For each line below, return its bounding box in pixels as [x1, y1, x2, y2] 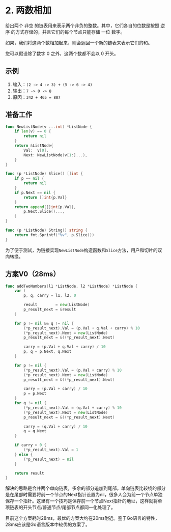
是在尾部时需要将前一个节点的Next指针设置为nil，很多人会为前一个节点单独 [5, 492, 163, 498]
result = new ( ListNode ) [23, 302, 90, 307]
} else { [14, 452, 33, 457]
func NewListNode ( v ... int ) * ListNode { [5, 124, 93, 129]
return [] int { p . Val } [23, 194, 67, 200]
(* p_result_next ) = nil [23, 457, 74, 462]
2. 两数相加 [5, 5, 52, 16]
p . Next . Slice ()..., [23, 209, 65, 214]
